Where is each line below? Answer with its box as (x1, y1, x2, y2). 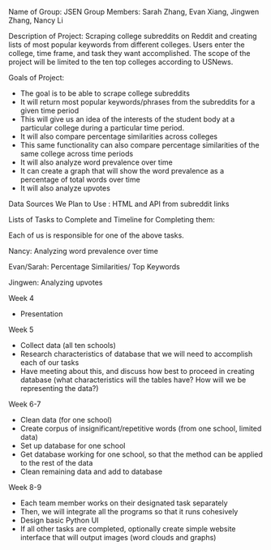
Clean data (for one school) (19, 415, 112, 424)
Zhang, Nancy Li (8, 15, 63, 25)
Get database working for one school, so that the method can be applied (19, 449, 264, 459)
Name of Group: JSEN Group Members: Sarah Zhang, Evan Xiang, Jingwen (8, 7, 260, 16)
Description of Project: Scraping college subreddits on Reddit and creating (8, 32, 257, 41)
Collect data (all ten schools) (19, 341, 116, 350)
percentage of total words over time (19, 174, 140, 184)
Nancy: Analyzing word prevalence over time (8, 247, 158, 256)
